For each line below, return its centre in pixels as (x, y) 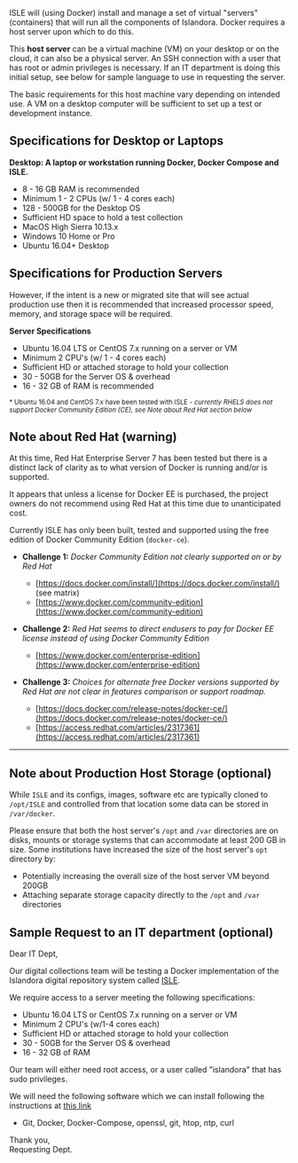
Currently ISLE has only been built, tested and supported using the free (139, 530)
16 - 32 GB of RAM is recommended (88, 386)
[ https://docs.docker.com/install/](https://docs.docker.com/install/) (157, 584)
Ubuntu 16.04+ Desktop (65, 245)
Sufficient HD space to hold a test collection (102, 217)
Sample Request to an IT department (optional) (141, 932)
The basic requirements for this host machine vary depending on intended (145, 94)
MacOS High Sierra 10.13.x (70, 226)
